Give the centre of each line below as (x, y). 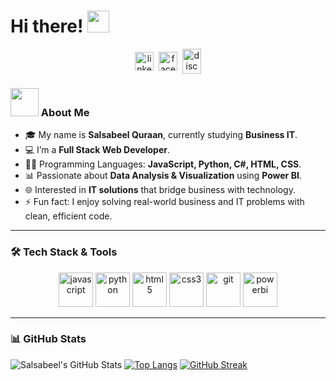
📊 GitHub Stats (48, 339)
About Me (65, 112)
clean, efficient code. (68, 216)
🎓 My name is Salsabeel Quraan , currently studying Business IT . (161, 135)
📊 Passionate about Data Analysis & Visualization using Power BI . (163, 176)
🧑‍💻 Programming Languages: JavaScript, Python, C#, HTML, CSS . (163, 164)
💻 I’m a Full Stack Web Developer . (97, 150)
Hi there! (47, 26)
